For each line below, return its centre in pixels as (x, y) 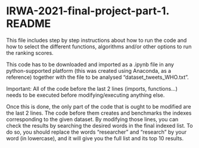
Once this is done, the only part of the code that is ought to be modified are (99, 106)
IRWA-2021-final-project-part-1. (88, 11)
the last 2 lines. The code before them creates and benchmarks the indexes (99, 113)
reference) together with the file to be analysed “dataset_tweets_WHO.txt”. (97, 77)
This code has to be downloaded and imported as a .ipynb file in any (90, 64)
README (29, 24)
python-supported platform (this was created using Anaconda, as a (89, 70)
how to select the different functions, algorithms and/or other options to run (99, 47)
